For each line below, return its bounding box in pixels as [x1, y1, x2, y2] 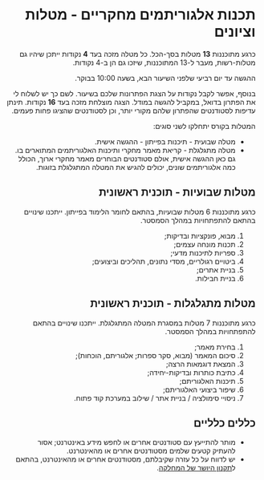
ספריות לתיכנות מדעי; [170, 248, 236, 257]
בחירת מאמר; [194, 342, 236, 352]
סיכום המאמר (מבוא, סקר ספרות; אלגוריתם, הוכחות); [75, 350, 236, 360]
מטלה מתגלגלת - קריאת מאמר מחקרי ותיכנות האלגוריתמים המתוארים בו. [14, 145, 236, 155]
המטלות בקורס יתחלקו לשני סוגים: [153, 121, 256, 131]
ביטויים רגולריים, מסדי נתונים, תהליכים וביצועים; [91, 256, 236, 266]
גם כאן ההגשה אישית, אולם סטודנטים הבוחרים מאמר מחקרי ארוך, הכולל [18, 154, 236, 163]
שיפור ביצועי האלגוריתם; [162, 385, 236, 394]
